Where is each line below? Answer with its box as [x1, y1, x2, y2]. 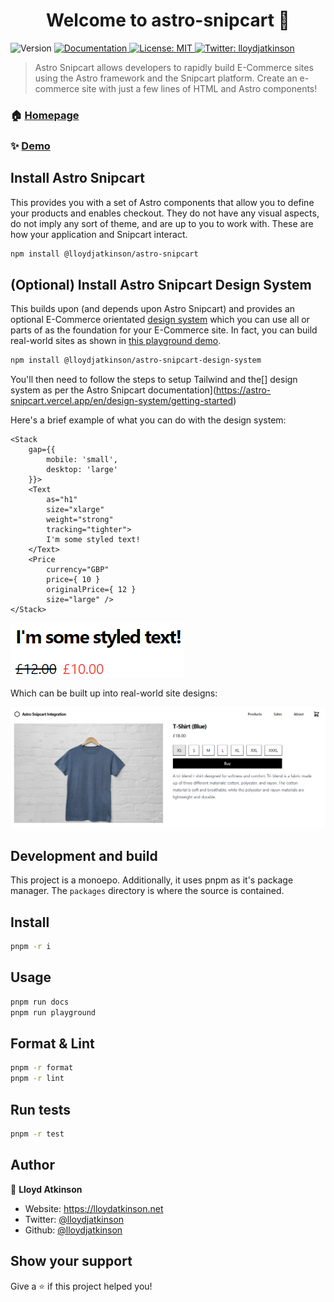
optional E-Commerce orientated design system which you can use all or [10, 314, 310, 326]
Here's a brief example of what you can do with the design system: [10, 414, 287, 426]
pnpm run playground [10, 1007, 97, 1018]
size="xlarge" [46, 505, 105, 515]
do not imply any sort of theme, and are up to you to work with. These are [10, 217, 314, 229]
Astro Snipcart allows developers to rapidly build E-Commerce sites [34, 61, 314, 73]
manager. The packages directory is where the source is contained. [10, 885, 285, 897]
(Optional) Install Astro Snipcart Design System [10, 276, 312, 293]
